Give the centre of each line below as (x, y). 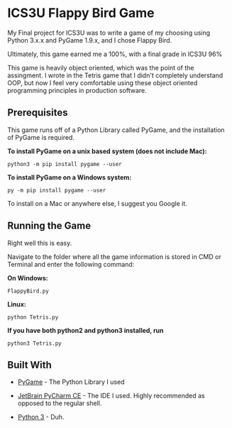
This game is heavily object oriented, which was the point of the (101, 67)
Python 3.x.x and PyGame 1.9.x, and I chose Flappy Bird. (90, 40)
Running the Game (49, 226)
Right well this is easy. (40, 243)
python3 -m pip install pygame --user (65, 164)
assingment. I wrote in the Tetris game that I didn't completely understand (115, 75)
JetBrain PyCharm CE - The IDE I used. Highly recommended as (111, 396)
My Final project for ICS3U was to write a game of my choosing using (109, 33)
